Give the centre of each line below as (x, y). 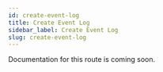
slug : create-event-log (47, 37)
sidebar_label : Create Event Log (63, 30)
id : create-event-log (44, 15)
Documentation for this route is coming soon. (82, 59)
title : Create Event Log (49, 23)
